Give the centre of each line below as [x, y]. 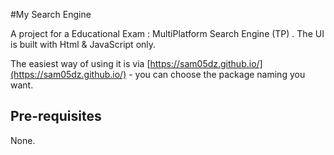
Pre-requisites [56, 116]
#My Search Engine [51, 14]
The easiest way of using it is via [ [80, 63]
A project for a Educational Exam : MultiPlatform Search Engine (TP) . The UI [167, 33]
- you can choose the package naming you [217, 74]
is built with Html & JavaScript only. [83, 44]
